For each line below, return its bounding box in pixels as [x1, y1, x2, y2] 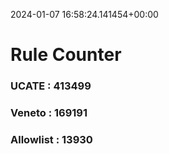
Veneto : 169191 [10, 106, 88, 120]
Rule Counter [10, 44, 122, 66]
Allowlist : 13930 [10, 132, 93, 146]
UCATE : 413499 [10, 79, 92, 93]
